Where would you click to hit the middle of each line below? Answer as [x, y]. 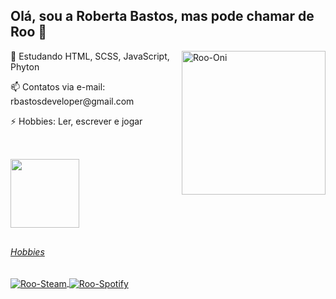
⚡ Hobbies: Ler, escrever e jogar [76, 121]
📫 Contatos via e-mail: [58, 86]
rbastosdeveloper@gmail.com [72, 101]
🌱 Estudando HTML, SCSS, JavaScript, [90, 56]
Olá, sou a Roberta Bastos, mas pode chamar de [162, 16]
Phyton [25, 66]
